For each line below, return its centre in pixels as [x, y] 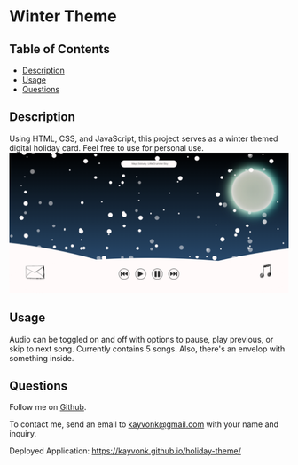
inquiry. [23, 434]
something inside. [42, 358]
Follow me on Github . [48, 407]
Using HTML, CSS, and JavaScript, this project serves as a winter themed [144, 138]
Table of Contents [60, 49]
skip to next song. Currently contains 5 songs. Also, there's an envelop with [147, 349]
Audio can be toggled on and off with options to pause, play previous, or [141, 339]
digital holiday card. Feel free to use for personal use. [106, 147]
